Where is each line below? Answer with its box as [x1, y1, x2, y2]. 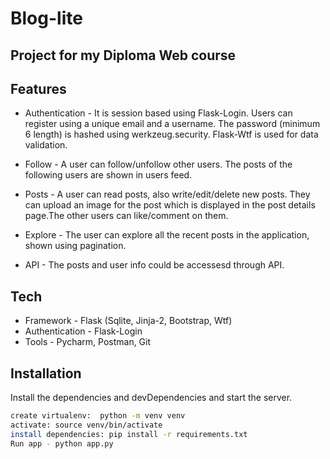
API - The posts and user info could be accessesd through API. [24, 259, 285, 271]
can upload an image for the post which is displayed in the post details [24, 199, 316, 211]
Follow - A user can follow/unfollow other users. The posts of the [24, 158, 293, 171]
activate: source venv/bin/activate [10, 420, 163, 430]
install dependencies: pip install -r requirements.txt [10, 429, 248, 439]
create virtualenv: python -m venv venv [10, 411, 186, 421]
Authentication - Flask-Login [24, 325, 143, 337]
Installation [10, 365, 82, 382]
